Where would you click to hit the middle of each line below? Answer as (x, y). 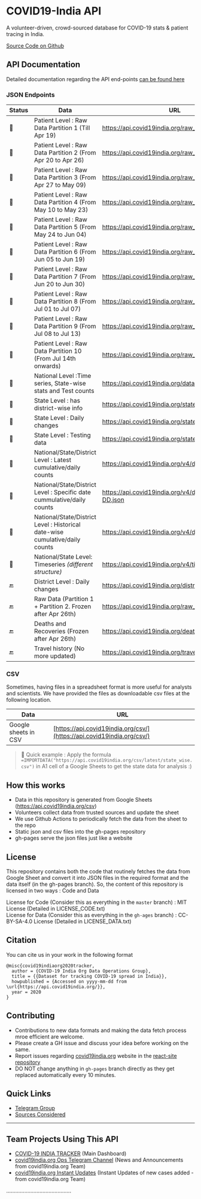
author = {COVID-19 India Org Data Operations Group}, (81, 971)
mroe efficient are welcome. (49, 1036)
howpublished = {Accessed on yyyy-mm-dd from (69, 981)
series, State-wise (60, 383)
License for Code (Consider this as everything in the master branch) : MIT (97, 902)
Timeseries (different (63, 564)
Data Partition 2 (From (65, 153)
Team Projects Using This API (62, 1139)
